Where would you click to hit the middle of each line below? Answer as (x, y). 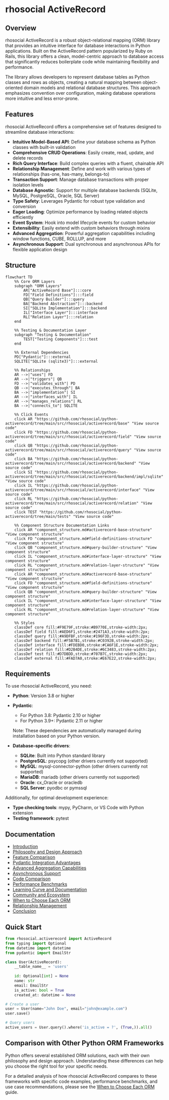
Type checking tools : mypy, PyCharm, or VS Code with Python (78, 808)
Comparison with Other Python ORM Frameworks (84, 1043)
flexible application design (40, 249)
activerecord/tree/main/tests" (38, 516)
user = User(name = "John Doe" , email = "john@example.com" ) (66, 1009)
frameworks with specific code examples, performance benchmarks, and (81, 1081)
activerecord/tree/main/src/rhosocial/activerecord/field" (69, 437)
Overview (21, 28)
